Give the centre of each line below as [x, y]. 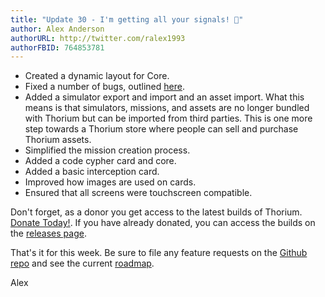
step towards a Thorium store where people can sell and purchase [161, 129]
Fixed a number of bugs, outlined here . [104, 87]
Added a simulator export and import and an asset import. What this [164, 97]
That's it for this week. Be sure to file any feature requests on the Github [159, 253]
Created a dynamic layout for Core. [97, 76]
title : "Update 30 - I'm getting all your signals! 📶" [127, 19]
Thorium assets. [58, 140]
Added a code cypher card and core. [100, 161]
